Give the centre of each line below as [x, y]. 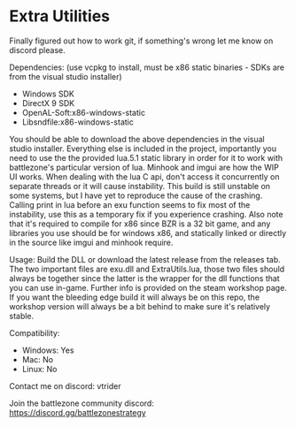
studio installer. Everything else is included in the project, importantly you [143, 149]
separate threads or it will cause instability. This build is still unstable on [140, 186]
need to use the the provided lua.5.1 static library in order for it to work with [146, 157]
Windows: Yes [48, 350]
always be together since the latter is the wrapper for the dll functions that [145, 278]
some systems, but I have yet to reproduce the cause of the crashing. [136, 195]
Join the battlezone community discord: [82, 403]
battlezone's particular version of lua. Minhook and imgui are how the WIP [144, 167]
